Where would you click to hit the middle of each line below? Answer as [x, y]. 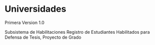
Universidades [36, 9]
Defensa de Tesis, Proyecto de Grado [43, 37]
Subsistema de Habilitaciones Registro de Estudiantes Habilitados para [77, 32]
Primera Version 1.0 [25, 22]
